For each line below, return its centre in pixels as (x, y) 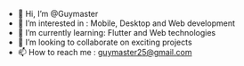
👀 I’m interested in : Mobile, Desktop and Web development (126, 23)
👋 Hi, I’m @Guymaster (58, 14)
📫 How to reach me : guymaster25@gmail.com (105, 52)
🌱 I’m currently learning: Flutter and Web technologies (117, 33)
